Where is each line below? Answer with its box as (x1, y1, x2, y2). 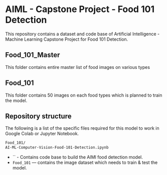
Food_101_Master (5, 51, 60, 59)
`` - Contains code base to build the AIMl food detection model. (12, 154, 143, 160)
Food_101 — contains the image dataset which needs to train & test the (12, 159, 158, 165)
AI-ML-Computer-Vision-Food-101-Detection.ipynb (5, 145, 109, 150)
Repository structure (5, 112, 72, 120)
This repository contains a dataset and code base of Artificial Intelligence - (5, 31, 160, 37)
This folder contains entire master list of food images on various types (5, 64, 150, 70)
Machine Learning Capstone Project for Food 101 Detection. (5, 36, 128, 42)
